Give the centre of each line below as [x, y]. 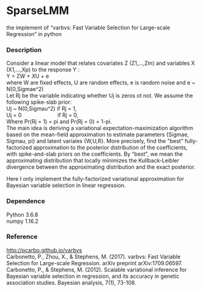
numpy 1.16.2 [22, 221]
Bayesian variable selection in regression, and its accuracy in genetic [93, 276]
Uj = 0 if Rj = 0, [42, 115]
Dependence [26, 201]
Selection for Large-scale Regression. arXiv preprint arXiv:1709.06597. [94, 263]
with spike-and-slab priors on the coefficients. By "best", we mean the [95, 154]
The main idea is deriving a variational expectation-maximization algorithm [100, 128]
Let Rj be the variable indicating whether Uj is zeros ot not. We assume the [100, 96]
